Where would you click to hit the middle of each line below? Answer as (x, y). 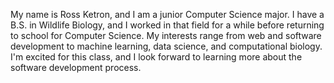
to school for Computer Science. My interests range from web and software (166, 35)
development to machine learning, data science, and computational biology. (166, 46)
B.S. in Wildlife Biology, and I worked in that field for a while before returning (167, 25)
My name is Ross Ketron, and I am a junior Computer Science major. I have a (167, 14)
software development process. (76, 67)
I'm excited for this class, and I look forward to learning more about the (156, 57)
